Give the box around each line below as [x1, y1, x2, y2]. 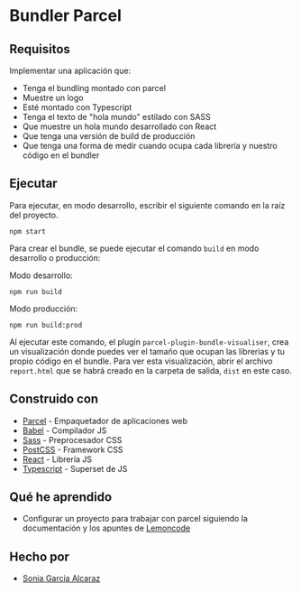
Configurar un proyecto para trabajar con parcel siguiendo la [22, 513, 248, 524]
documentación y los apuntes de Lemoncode [22, 523, 191, 533]
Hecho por [9, 549, 70, 564]
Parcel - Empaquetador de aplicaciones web [22, 415, 187, 426]
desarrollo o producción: [9, 252, 101, 263]
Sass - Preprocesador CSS [22, 434, 123, 445]
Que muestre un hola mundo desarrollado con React [22, 121, 217, 132]
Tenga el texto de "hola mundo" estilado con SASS [22, 112, 212, 122]
